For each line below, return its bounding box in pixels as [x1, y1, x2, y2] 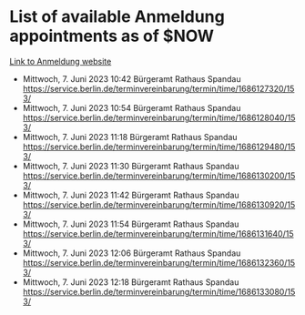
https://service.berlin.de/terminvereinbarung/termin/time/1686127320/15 [22, 83, 295, 94]
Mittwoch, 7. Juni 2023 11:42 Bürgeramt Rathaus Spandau [22, 189, 239, 200]
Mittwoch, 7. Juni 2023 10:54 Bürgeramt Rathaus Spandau [22, 102, 241, 113]
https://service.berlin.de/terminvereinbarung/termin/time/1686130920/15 [22, 198, 296, 210]
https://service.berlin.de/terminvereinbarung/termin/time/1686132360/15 [22, 257, 296, 268]
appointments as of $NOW [9, 25, 215, 46]
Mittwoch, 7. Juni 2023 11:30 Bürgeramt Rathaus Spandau [22, 160, 239, 171]
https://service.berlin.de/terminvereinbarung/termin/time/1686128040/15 [22, 112, 296, 123]
